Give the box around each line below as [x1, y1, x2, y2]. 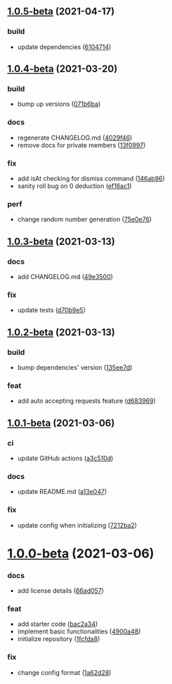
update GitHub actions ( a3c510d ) [17, 454, 114, 462]
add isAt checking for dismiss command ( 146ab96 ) [17, 174, 165, 182]
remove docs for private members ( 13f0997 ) [17, 140, 146, 149]
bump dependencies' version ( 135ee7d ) [17, 363, 133, 371]
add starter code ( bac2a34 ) [17, 620, 98, 629]
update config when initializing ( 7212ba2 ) [17, 521, 138, 529]
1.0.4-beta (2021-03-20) [7, 63, 118, 75]
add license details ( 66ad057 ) [17, 586, 104, 595]
